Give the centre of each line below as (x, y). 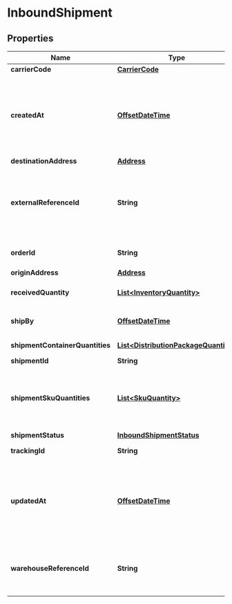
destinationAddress (44, 161)
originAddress (35, 273)
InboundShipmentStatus (158, 435)
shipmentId (30, 361)
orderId (23, 253)
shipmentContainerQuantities (60, 345)
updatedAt (29, 501)
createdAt (28, 115)
